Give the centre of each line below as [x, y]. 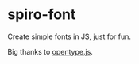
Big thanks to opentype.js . [50, 51]
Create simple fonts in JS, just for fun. [69, 36]
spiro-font [42, 15]
